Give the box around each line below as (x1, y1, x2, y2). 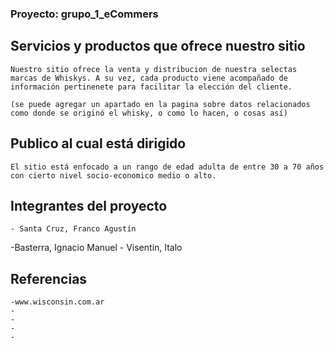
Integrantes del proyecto (10, 197, 168, 214)
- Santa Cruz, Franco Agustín (10, 224, 137, 234)
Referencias (10, 270, 88, 287)
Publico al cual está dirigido (10, 135, 187, 152)
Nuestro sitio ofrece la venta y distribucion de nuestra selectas (10, 64, 298, 74)
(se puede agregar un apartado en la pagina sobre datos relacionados (10, 99, 311, 109)
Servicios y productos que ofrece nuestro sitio (10, 38, 306, 55)
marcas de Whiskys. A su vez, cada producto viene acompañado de (10, 73, 288, 83)
